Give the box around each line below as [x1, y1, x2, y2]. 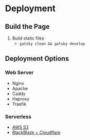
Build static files [12, 35, 44, 41]
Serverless [5, 113, 32, 120]
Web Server [5, 69, 34, 76]
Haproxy [12, 96, 30, 101]
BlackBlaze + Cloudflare [12, 129, 61, 135]
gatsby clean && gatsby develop [19, 41, 85, 46]
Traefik [12, 101, 27, 107]
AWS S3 [12, 124, 29, 130]
